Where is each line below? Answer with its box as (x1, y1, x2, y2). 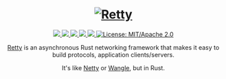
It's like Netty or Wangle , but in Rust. (62, 63, 165, 72)
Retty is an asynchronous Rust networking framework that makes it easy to (7, 43, 220, 51)
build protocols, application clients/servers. (52, 50, 175, 59)
